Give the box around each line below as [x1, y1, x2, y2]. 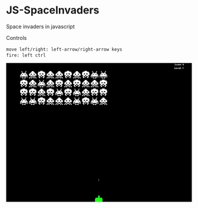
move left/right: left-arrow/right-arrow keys [6, 46, 123, 52]
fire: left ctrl [6, 52, 46, 58]
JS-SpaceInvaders [6, 4, 100, 17]
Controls [6, 34, 27, 41]
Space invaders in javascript [6, 23, 75, 30]
